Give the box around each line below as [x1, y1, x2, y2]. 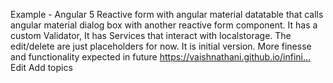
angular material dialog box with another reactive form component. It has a [10, 19, 318, 31]
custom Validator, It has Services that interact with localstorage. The [10, 30, 292, 41]
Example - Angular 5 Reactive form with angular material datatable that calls [10, 9, 324, 20]
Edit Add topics [10, 62, 73, 73]
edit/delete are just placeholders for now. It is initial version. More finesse [10, 40, 312, 52]
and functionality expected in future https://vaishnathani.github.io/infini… [10, 51, 312, 63]
